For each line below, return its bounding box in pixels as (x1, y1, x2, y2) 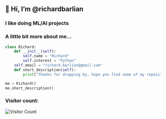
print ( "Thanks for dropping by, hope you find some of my (23, 72, 145, 77)
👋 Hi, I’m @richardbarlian (5, 5, 84, 13)
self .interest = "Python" (23, 58, 77, 63)
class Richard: (5, 44, 37, 50)
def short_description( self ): (14, 67, 77, 72)
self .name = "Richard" (23, 54, 70, 59)
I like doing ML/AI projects (5, 20, 69, 27)
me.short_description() (5, 85, 54, 91)
